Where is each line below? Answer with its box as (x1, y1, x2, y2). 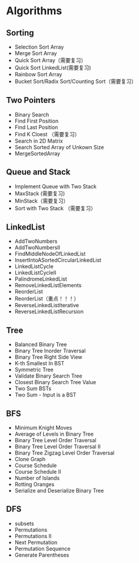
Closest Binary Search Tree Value (14, 379, 96, 386)
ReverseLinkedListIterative (14, 302, 80, 309)
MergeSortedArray (14, 150, 61, 157)
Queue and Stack (6, 167, 71, 177)
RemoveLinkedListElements (14, 282, 82, 289)
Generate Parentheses (14, 551, 69, 558)
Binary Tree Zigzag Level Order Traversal (14, 449, 115, 456)
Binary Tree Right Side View (14, 353, 82, 361)
